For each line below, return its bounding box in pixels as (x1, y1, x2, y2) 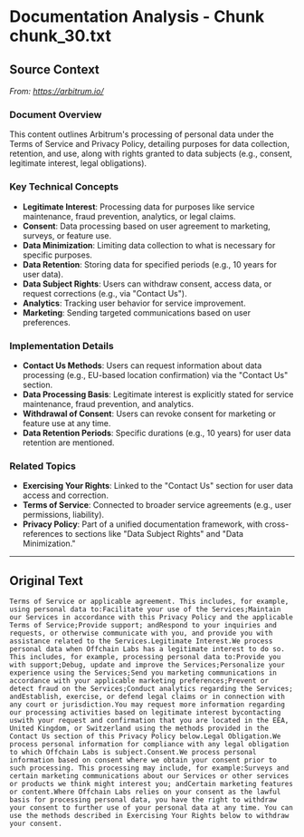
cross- (264, 519, 290, 530)
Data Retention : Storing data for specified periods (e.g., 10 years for (22, 258, 278, 269)
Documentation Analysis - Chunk (9, 6, 265, 27)
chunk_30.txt (9, 25, 111, 46)
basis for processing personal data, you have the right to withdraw (9, 795, 278, 804)
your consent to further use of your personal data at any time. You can (9, 803, 294, 813)
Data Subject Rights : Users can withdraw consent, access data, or (22, 278, 272, 289)
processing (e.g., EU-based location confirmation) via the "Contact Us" (22, 369, 289, 380)
